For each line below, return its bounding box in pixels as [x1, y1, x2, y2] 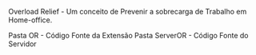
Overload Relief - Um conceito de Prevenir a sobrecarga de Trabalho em [8, 7, 247, 16]
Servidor [8, 39, 38, 49]
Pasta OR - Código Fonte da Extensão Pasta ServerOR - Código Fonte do [8, 31, 249, 40]
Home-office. [8, 15, 53, 25]
